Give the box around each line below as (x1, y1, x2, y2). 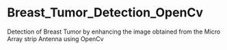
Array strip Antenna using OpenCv (7, 34, 104, 42)
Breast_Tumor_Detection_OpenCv (7, 5, 204, 21)
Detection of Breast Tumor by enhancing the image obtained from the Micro (7, 27, 221, 36)
